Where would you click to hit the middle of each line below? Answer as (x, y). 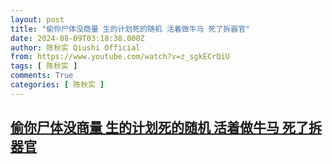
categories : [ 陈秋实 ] (57, 85)
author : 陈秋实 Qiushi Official (75, 47)
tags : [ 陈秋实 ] (44, 66)
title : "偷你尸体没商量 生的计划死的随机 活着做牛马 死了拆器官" (130, 29)
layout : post (37, 19)
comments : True (42, 76)
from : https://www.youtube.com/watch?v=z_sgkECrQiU (120, 57)
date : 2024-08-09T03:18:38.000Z (77, 38)
